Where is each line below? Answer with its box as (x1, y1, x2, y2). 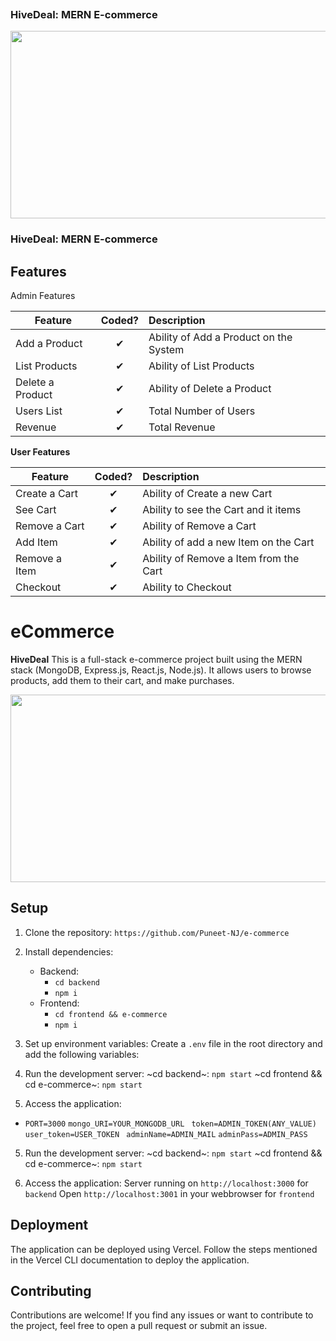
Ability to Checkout (142, 580, 232, 594)
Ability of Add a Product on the (148, 330, 293, 344)
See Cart (15, 503, 57, 517)
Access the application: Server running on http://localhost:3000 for (24, 1177, 309, 1189)
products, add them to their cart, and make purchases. (10, 674, 235, 686)
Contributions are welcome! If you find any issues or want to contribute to (10, 1309, 314, 1321)
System (148, 343, 185, 357)
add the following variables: (24, 1048, 140, 1060)
